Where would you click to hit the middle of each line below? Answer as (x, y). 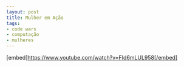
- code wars (21, 29)
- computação (23, 35)
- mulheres (20, 40)
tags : (13, 23)
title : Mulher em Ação (35, 18)
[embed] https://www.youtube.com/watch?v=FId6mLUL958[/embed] (92, 58)
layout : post (23, 12)
